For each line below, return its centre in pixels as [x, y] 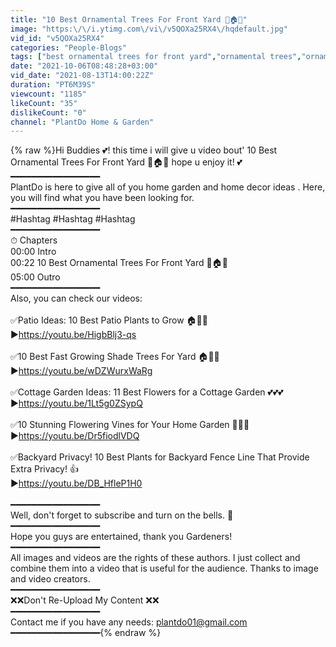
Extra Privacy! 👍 [44, 469]
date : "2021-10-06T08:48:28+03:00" [84, 66]
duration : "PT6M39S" [53, 85]
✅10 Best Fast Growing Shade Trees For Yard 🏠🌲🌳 [115, 357]
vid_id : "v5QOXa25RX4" [57, 38]
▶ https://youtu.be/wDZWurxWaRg [81, 371]
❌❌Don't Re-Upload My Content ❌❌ [85, 600]
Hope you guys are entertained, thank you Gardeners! [121, 537]
